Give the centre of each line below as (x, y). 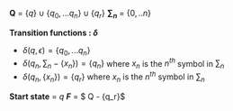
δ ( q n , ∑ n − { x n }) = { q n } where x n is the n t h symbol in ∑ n (123, 64)
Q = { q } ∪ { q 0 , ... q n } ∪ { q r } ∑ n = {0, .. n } (80, 14)
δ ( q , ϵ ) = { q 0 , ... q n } (56, 51)
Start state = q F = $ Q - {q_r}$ (67, 96)
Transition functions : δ (54, 32)
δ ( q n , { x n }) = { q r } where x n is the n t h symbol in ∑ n (113, 77)
